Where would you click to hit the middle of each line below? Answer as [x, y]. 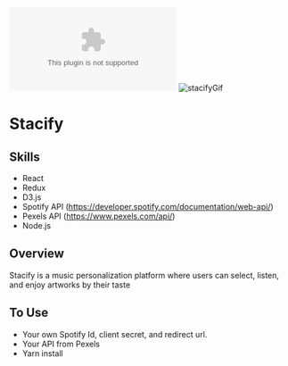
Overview [37, 254]
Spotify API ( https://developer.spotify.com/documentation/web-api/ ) [148, 207]
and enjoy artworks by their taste [70, 285]
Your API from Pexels [61, 344]
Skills [25, 157]
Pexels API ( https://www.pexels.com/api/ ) [99, 216]
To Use [29, 313]
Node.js [37, 225]
